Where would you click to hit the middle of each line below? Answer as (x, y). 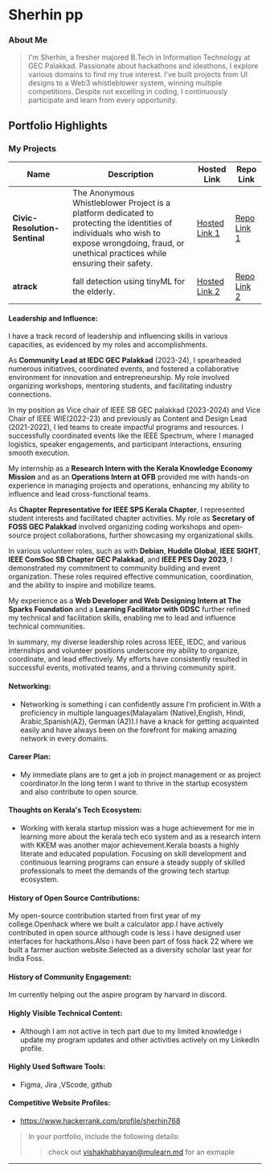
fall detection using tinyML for (129, 282)
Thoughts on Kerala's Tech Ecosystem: (75, 810)
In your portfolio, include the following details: (104, 1136)
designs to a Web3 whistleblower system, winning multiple (125, 83)
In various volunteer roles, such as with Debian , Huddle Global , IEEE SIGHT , (135, 551)
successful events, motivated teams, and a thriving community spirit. (123, 668)
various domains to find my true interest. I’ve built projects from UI (137, 75)
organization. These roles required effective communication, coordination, (131, 576)
